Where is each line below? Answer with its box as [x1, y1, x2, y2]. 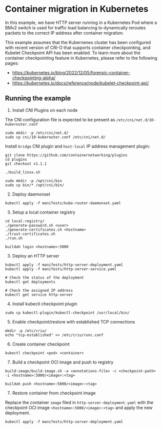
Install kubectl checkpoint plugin [12, 300, 78, 306]
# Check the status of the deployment [5, 275, 84, 280]
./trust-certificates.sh [5, 231, 56, 236]
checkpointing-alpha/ [12, 75, 56, 81]
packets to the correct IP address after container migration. [5, 30, 124, 36]
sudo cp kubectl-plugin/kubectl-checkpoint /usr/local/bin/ [5, 310, 130, 315]
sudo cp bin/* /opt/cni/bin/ [5, 182, 64, 188]
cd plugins [5, 157, 27, 162]
